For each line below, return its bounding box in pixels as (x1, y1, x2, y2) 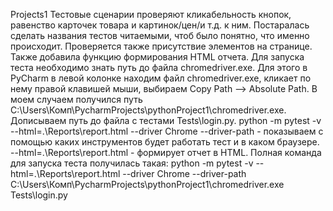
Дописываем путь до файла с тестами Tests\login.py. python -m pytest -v (10, 115, 322, 126)
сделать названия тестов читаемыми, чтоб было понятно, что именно (10, 30, 310, 41)
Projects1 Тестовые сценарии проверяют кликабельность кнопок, (10, 9, 292, 20)
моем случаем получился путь (10, 94, 143, 105)
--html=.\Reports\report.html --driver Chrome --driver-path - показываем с (10, 125, 324, 137)
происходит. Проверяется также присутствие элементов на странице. (10, 40, 313, 52)
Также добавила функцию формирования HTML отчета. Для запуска (10, 51, 305, 63)
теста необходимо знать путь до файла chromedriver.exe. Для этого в (10, 62, 308, 73)
